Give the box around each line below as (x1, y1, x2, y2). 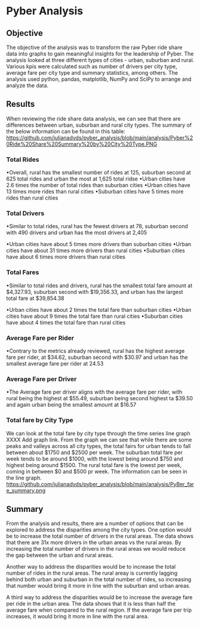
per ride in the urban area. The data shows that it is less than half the (6, 600, 176, 607)
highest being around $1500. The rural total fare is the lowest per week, (6, 461, 182, 468)
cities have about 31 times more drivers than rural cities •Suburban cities (6, 247, 185, 254)
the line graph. (6, 474, 42, 481)
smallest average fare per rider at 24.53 (6, 360, 104, 367)
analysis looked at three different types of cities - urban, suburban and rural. (6, 57, 195, 63)
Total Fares (6, 268, 39, 277)
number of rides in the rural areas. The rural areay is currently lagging (6, 569, 178, 577)
